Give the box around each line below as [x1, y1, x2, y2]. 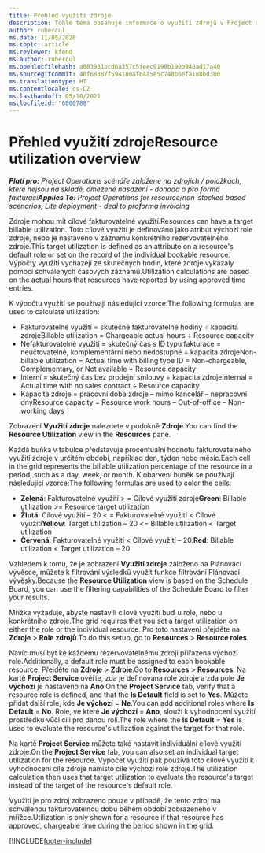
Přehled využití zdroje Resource [9, 133, 219, 151]
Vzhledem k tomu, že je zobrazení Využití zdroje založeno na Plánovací [9, 559, 242, 569]
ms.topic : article [9, 41, 69, 49]
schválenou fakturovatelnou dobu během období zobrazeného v [9, 804, 217, 814]
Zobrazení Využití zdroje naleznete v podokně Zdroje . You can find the [9, 421, 238, 431]
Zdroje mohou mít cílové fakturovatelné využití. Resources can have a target [9, 217, 254, 226]
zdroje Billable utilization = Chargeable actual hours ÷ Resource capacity [20, 331, 255, 340]
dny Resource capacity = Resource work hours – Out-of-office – [20, 398, 226, 407]
